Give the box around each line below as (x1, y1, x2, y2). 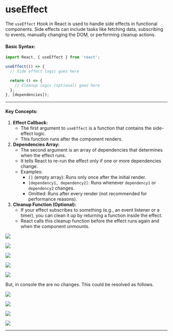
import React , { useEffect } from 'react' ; (5, 55, 100, 60)
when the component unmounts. (20, 223, 90, 230)
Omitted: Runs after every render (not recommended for (28, 191, 147, 197)
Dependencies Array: (12, 141, 60, 147)
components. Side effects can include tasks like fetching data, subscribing (5, 26, 164, 32)
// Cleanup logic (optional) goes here (14, 83, 100, 88)
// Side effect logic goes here (10, 68, 80, 74)
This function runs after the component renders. (20, 136, 123, 142)
